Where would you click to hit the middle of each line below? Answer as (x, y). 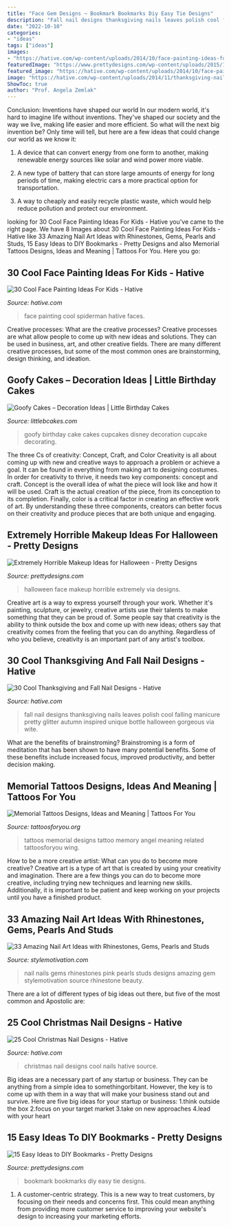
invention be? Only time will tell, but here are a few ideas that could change (113, 132)
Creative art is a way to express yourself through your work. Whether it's (110, 602)
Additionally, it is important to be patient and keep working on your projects (114, 890)
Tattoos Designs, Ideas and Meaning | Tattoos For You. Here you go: (104, 251)
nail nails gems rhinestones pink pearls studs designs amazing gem (120, 973)
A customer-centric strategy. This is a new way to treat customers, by (116, 1194)
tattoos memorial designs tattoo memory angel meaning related (114, 840)
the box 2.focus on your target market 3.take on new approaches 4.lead (109, 1109)
